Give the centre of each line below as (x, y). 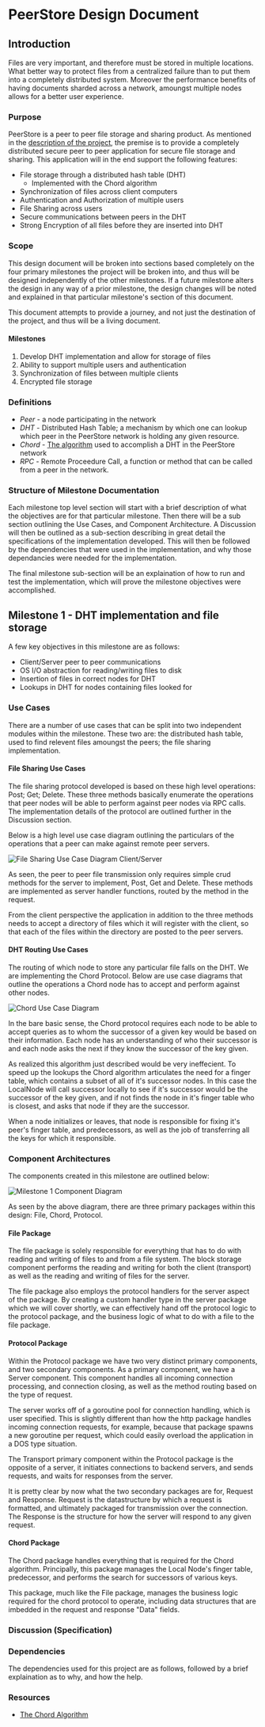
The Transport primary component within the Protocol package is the (121, 1458)
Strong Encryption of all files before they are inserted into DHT (121, 225)
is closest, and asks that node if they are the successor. (99, 1106)
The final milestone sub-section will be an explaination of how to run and (127, 574)
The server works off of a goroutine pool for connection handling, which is (129, 1410)
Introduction (40, 44)
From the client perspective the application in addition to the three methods (131, 915)
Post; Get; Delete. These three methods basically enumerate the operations (131, 795)
